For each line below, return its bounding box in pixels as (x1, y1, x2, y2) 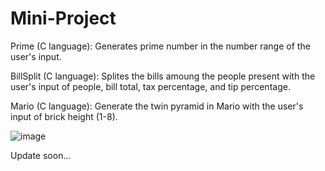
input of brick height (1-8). (10, 110, 118, 122)
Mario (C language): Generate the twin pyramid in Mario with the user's (10, 100, 304, 112)
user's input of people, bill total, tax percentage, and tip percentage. (10, 80, 291, 92)
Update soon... (10, 149, 72, 161)
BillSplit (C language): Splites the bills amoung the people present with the (10, 70, 316, 82)
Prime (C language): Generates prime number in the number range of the (10, 40, 311, 52)
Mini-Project (10, 7, 117, 30)
